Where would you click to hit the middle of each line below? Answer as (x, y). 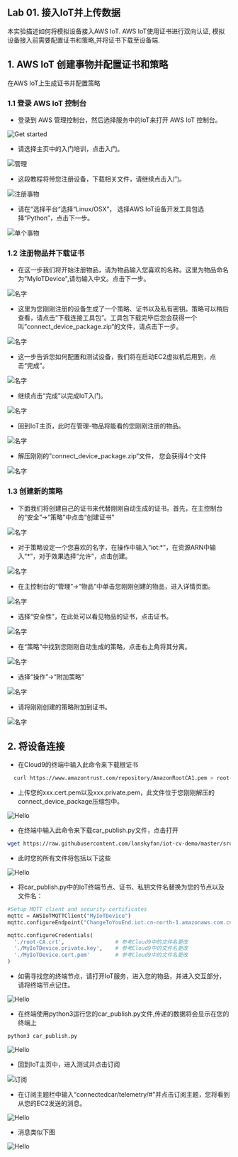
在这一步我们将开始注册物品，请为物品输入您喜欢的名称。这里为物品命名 (123, 270)
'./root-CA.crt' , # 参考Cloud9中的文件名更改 (101, 942)
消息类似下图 (36, 1132)
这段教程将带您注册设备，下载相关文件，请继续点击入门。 (101, 179)
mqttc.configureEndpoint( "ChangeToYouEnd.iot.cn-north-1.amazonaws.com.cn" (121, 922)
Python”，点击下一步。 (60, 218)
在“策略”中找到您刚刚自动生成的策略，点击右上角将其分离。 (104, 646)
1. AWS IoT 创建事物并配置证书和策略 (88, 65)
